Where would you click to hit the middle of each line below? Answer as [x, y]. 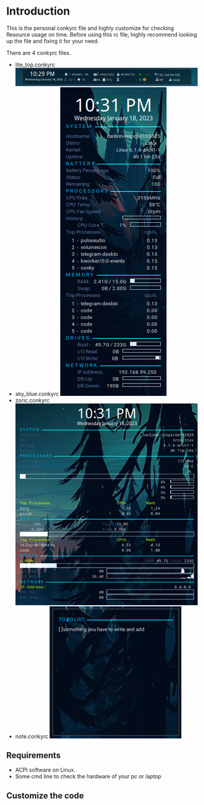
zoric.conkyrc [32, 401]
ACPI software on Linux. [45, 770]
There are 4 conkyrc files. [39, 52]
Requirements [33, 755]
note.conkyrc [32, 736]
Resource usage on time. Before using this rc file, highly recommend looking [102, 34]
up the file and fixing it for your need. [53, 41]
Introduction [38, 11]
